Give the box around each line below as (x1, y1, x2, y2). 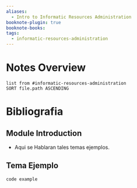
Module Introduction (6, 128, 82, 138)
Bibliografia (6, 105, 64, 118)
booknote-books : (6, 25, 45, 31)
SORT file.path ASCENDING (6, 86, 69, 91)
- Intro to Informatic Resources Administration (11, 14, 132, 20)
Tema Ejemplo (6, 160, 59, 170)
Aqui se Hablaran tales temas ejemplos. (14, 143, 110, 151)
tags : (6, 30, 19, 36)
